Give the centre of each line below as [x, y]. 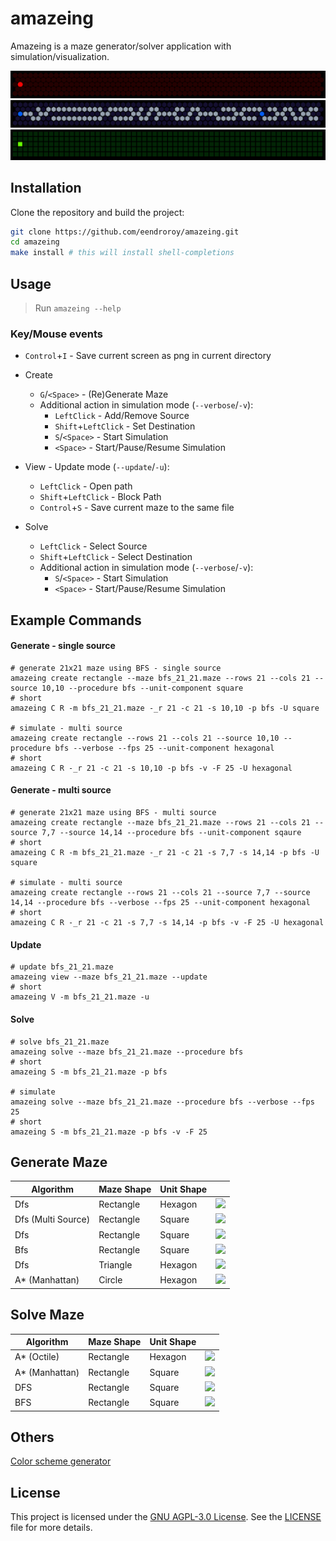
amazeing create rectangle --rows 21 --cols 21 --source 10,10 [145, 738]
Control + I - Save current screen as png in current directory [148, 356]
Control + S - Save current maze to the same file [137, 508]
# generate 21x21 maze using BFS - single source [116, 668]
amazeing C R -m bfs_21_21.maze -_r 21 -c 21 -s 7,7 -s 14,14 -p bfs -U [165, 853]
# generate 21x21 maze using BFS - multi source [113, 813]
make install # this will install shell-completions [122, 253]
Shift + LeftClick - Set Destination [125, 426]
